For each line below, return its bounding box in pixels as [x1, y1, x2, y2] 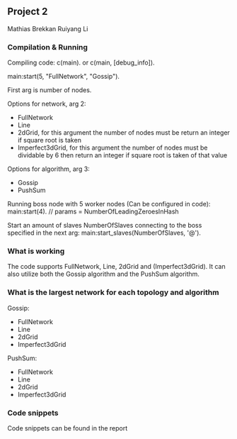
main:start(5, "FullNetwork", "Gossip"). [7, 72, 120, 81]
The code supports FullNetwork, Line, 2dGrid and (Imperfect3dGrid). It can [7, 262, 226, 271]
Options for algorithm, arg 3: [7, 165, 90, 173]
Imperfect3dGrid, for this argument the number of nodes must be [17, 143, 208, 152]
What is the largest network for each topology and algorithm [7, 287, 219, 297]
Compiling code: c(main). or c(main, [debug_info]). [7, 58, 155, 67]
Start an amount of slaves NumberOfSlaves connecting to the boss [7, 221, 202, 230]
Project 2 [7, 6, 48, 18]
